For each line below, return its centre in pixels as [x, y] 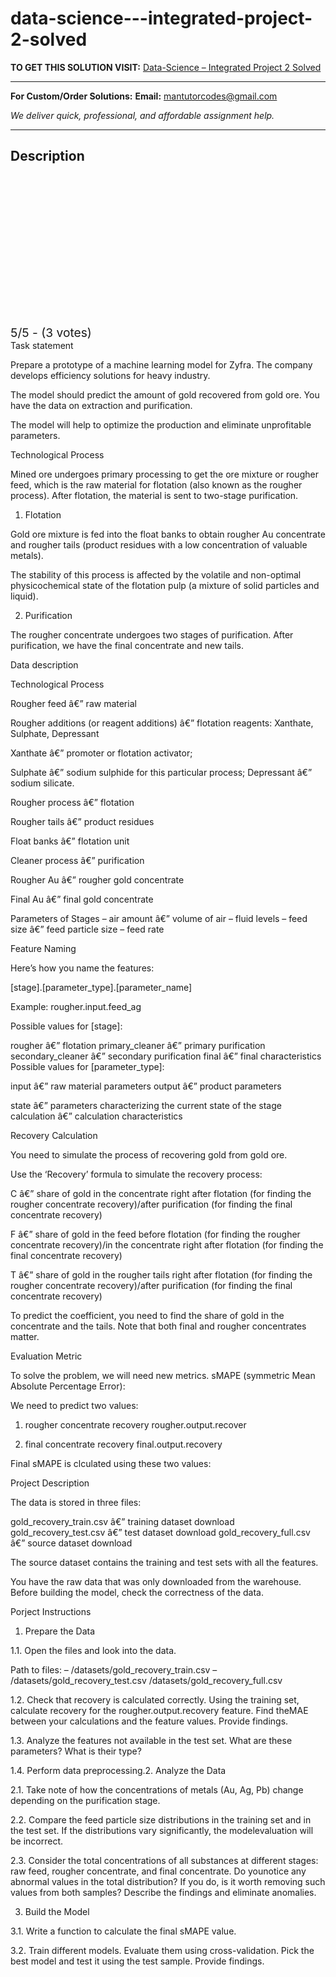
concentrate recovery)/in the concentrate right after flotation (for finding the [167, 1244]
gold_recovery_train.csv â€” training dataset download [122, 1521]
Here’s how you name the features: [82, 968]
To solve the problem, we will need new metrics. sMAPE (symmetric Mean [163, 1375]
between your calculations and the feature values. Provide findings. [149, 1721]
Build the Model [57, 1911]
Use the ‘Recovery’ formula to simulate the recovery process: [136, 1174]
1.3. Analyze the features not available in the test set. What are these [151, 1740]
